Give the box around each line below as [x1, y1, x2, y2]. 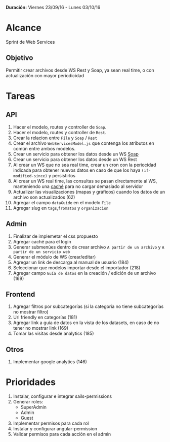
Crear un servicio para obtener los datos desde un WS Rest [13, 156, 137, 162]
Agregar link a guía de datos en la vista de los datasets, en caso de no [13, 320, 159, 326]
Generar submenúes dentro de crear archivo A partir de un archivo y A [13, 244, 164, 250]
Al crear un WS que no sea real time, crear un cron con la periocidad [13, 162, 156, 168]
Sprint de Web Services [6, 39, 55, 45]
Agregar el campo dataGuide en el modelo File [13, 199, 111, 205]
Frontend [6, 290, 35, 299]
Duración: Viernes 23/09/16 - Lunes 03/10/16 [6, 5, 101, 10]
